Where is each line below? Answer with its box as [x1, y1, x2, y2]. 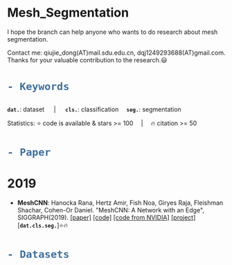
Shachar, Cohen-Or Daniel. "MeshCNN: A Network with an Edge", [17, 205, 205, 214]
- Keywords [7, 80, 70, 93]
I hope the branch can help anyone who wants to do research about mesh [7, 28, 218, 36]
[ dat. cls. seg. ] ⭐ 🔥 [17, 221, 69, 229]
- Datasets [7, 248, 70, 261]
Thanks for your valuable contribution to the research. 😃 [7, 55, 168, 64]
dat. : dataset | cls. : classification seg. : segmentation [7, 105, 181, 113]
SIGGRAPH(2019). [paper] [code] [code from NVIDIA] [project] [17, 213, 196, 221]
